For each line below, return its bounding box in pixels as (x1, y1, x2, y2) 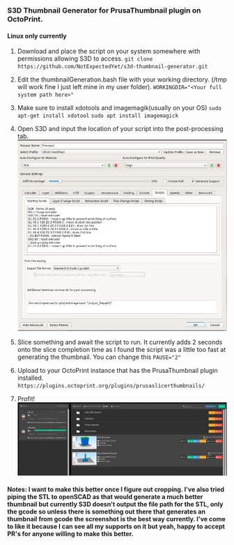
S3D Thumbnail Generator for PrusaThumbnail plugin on (7, 6, 201, 15)
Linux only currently (7, 31, 68, 40)
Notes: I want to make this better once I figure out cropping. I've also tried (7, 485, 225, 493)
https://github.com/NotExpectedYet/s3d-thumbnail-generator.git (17, 63, 208, 70)
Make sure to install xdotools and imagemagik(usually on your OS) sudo (17, 104, 221, 112)
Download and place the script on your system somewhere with (17, 47, 201, 56)
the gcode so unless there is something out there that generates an (7, 507, 205, 516)
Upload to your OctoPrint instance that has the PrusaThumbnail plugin (17, 367, 218, 375)
